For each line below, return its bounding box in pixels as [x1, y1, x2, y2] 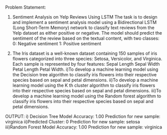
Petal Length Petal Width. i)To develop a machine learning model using [12, 66, 158, 72]
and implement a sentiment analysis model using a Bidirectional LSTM [12, 20, 157, 25]
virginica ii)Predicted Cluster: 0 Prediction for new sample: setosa [5, 119, 140, 124]
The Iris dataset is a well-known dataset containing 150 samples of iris [12, 50, 157, 56]
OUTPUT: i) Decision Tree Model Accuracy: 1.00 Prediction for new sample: [5, 113, 161, 119]
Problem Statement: [5, 5, 46, 10]
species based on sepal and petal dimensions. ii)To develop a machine [12, 77, 158, 83]
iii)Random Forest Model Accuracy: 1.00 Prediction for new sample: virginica [5, 124, 162, 130]
